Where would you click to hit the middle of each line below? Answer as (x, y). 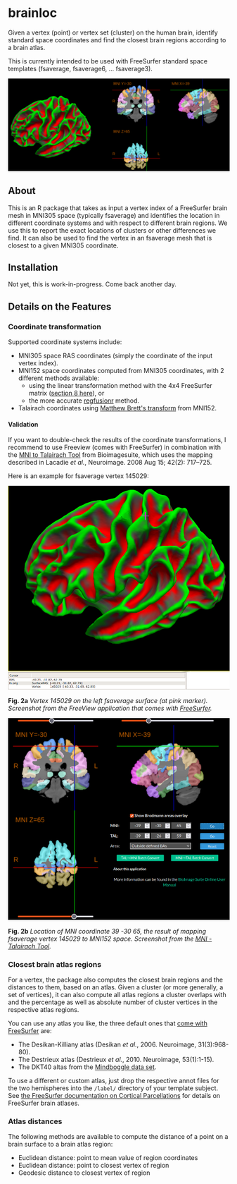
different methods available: (59, 378)
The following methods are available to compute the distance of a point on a (118, 1137)
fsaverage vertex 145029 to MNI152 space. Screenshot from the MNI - (110, 939)
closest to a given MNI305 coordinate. (63, 245)
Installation (33, 268)
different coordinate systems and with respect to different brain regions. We (118, 223)
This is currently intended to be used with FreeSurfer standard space (108, 61)
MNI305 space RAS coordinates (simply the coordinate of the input (115, 356)
